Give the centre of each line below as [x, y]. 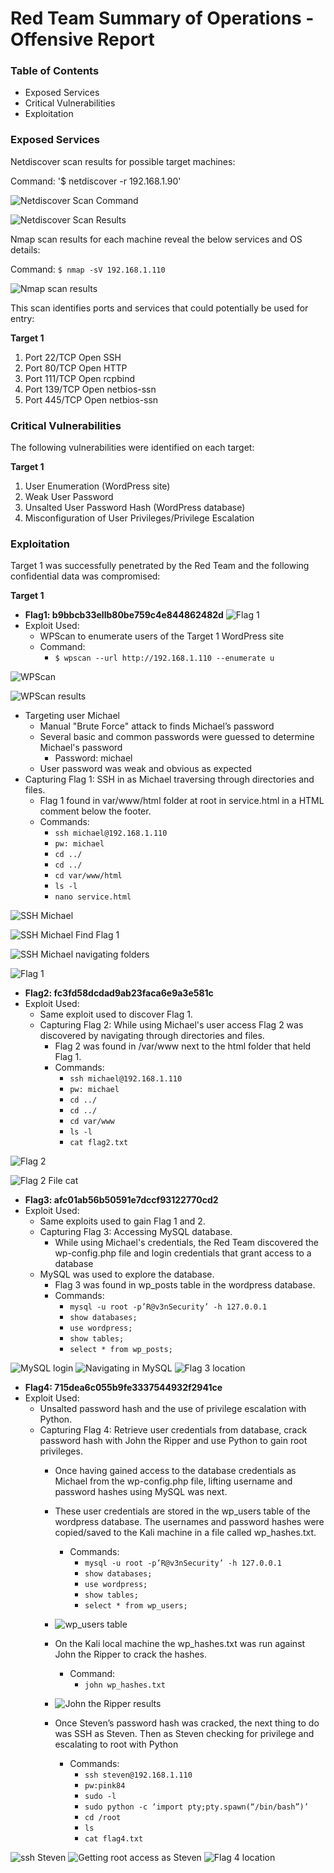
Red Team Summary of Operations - [162, 18]
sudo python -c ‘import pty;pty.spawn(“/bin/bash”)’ [196, 1807]
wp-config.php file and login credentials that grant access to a [183, 1253]
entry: [22, 318]
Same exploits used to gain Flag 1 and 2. [122, 1221]
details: [25, 249]
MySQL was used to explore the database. [127, 1274]
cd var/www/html [88, 876]
